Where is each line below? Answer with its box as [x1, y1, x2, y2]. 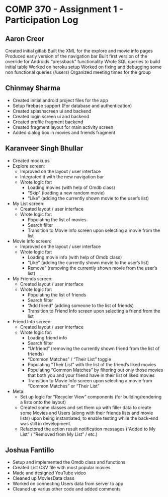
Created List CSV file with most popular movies [12, 465, 111, 471]
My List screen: [12, 201, 45, 207]
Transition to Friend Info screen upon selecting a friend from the [27, 308, 160, 314]
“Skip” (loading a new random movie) [27, 189, 105, 195]
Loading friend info [27, 334, 67, 340]
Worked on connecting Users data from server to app [12, 481, 124, 487]
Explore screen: [12, 163, 45, 169]
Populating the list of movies [27, 216, 87, 223]
